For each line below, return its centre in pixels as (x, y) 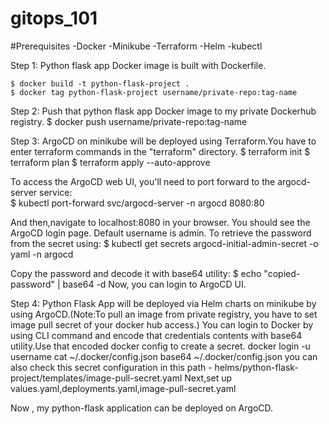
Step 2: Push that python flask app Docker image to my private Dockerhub (163, 111)
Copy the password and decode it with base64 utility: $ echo (136, 273)
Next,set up (208, 378)
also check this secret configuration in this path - (111, 367)
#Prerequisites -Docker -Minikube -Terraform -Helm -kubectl (136, 46)
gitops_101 (54, 18)
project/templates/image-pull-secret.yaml (96, 378)
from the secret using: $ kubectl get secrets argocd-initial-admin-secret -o (164, 243)
